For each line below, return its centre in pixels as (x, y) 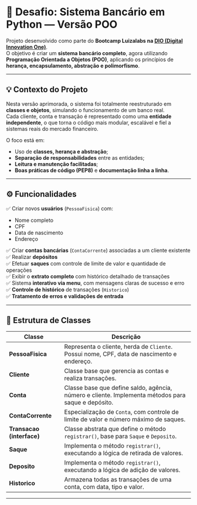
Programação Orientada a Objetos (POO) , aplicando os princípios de (90, 59)
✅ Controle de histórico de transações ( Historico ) (68, 289)
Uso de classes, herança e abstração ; (61, 151)
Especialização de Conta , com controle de (121, 412)
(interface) (24, 436)
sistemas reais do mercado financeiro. (52, 129)
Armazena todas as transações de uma (118, 480)
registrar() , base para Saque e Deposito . (120, 436)
